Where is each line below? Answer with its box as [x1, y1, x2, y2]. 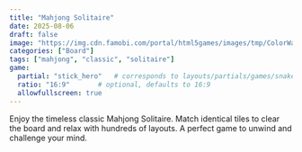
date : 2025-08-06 [9, 22, 75, 31]
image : [9, 38, 34, 48]
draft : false [9, 30, 58, 39]
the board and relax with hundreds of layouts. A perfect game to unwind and [9, 122, 292, 133]
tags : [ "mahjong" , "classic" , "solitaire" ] [9, 55, 175, 64]
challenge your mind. [9, 132, 88, 143]
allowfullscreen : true [17, 88, 102, 97]
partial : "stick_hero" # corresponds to [17, 72, 179, 81]
